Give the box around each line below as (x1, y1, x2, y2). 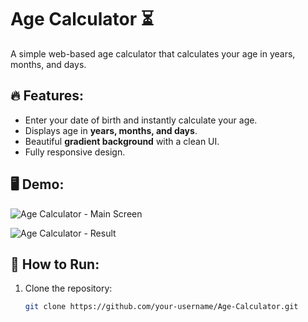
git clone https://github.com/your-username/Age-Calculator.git (24, 302, 299, 312)
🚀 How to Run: (10, 256, 100, 273)
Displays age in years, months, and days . (24, 124, 198, 136)
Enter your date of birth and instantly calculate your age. (24, 114, 258, 126)
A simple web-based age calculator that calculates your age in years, (10, 47, 296, 60)
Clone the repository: (24, 282, 113, 295)
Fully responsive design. (24, 146, 126, 158)
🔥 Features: (10, 87, 85, 105)
